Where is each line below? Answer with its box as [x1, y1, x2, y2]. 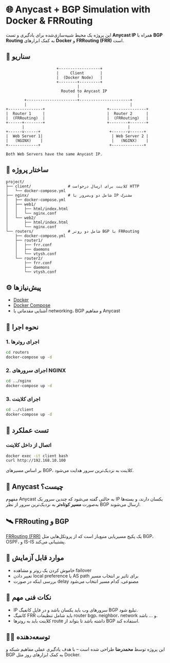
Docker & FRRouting [6, 15, 93, 27]
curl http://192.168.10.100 [6, 458, 66, 463]
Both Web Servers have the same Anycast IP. [6, 151, 103, 156]
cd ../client [6, 407, 34, 412]
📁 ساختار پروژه [6, 166, 49, 175]
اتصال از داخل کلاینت [6, 442, 52, 449]
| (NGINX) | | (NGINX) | [6, 138, 148, 143]
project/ [6, 179, 25, 184]
